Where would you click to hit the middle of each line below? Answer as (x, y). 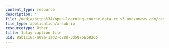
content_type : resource (30, 10)
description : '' (22, 14)
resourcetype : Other (27, 28)
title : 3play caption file (33, 33)
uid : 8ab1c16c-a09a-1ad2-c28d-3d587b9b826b (52, 38)
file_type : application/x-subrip (40, 24)
